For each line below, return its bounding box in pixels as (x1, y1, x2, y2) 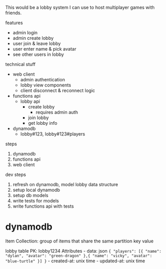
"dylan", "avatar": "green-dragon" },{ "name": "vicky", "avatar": (5, 253, 153, 258)
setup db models (12, 192, 49, 198)
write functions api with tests (12, 203, 74, 209)
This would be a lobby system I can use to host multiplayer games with (5, 5, 155, 10)
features (5, 20, 23, 26)
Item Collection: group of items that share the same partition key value (5, 238, 154, 244)
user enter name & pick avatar (12, 46, 77, 52)
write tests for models (12, 198, 59, 204)
